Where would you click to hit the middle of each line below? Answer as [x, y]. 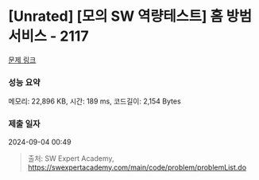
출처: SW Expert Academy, [71, 158]
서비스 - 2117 [48, 36]
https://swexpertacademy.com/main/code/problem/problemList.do [137, 167]
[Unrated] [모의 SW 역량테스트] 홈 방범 [130, 16]
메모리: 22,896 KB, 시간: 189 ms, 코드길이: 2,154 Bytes [95, 101]
